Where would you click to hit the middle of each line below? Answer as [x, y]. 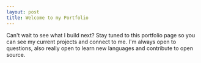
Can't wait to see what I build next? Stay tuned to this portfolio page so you [101, 35]
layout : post [23, 12]
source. [16, 54]
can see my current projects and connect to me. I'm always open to [91, 42]
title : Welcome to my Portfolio [47, 18]
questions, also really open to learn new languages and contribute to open [100, 48]
